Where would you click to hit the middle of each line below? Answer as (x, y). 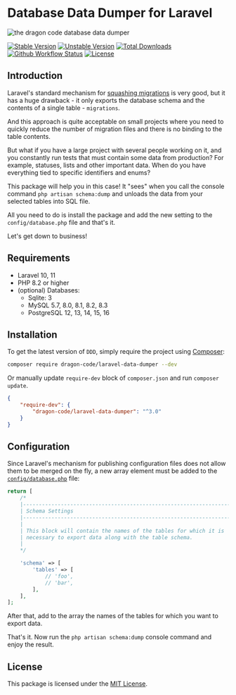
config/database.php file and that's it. (61, 222)
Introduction (35, 76)
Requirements (39, 258)
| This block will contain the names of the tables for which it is (122, 531)
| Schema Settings (47, 511)
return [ (20, 491)
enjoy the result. (31, 645)
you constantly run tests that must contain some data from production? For (116, 157)
